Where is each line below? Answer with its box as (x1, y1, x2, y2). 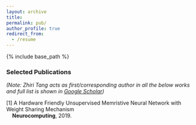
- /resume (11, 36, 36, 42)
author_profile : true (6, 25, 61, 32)
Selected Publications (6, 68, 72, 76)
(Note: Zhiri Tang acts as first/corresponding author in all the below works (6, 81, 190, 89)
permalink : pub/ (6, 20, 47, 26)
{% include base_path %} (6, 53, 70, 60)
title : (6, 14, 23, 20)
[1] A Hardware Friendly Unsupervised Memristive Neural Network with (6, 99, 182, 106)
